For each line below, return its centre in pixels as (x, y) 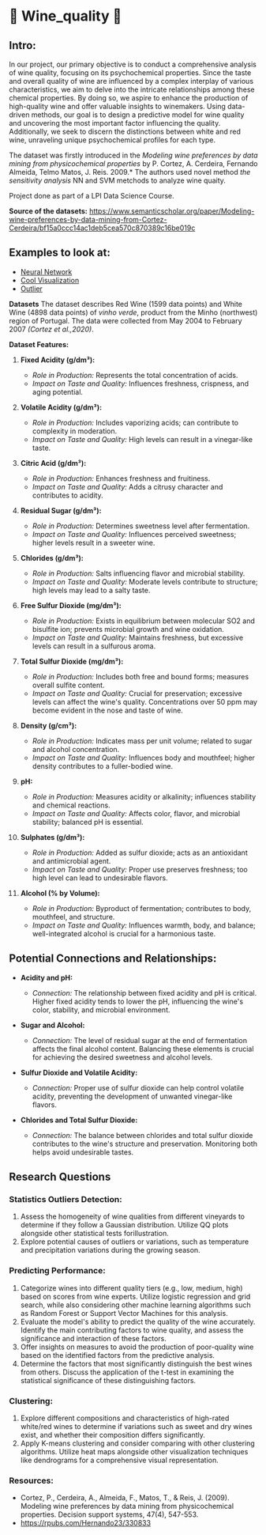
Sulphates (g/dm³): (52, 837)
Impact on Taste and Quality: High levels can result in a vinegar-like (142, 439)
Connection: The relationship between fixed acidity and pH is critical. (144, 992)
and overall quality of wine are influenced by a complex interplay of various (131, 81)
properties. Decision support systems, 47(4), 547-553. (109, 1514)
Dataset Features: (39, 344)
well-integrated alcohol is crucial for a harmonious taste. (124, 933)
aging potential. (58, 391)
